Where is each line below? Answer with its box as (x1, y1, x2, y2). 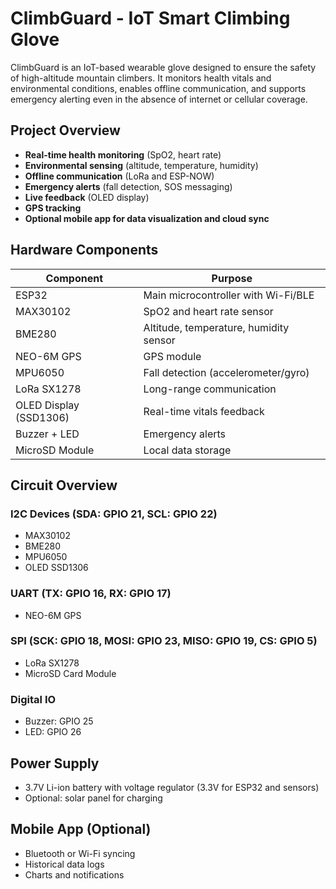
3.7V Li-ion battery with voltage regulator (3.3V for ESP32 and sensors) (24, 781, 320, 793)
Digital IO (10, 692, 57, 706)
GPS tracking (24, 202, 82, 214)
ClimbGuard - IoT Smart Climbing (10, 7, 291, 30)
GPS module (143, 349, 202, 363)
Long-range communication (143, 382, 277, 396)
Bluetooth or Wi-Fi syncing (24, 847, 136, 859)
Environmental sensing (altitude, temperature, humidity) (24, 159, 259, 171)
